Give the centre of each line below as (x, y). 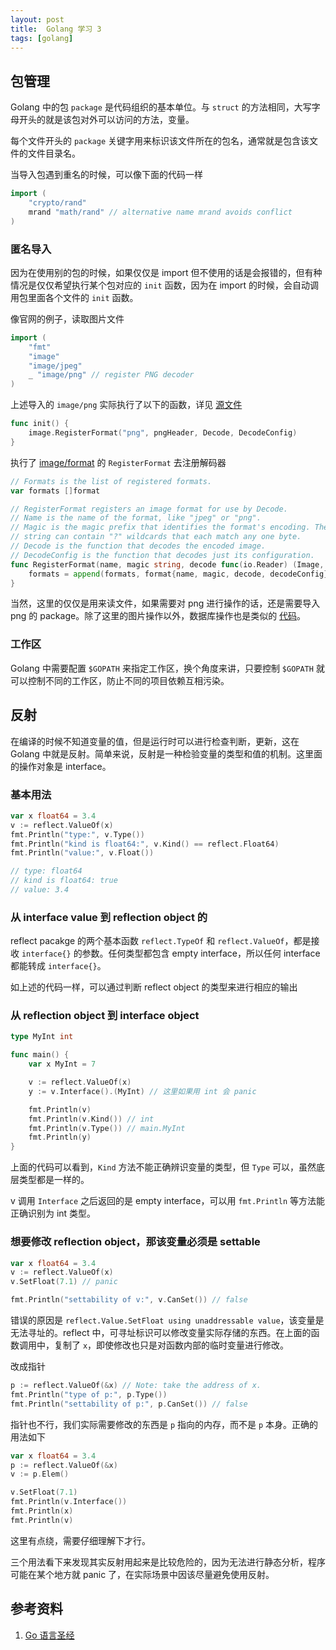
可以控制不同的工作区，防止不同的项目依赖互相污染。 (120, 680)
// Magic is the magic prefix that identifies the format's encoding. (160, 527)
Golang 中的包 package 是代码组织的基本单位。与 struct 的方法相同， (152, 107)
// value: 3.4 (40, 890)
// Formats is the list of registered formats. (111, 481)
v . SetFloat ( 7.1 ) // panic (64, 1282)
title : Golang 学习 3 (56, 29)
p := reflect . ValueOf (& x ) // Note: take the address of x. (136, 1386)
